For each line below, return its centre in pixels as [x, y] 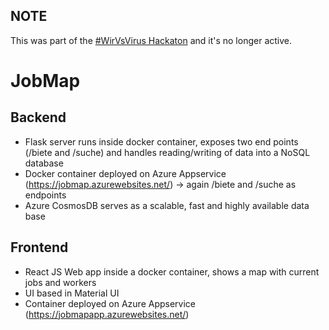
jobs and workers [60, 282]
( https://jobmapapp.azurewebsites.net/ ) [107, 314]
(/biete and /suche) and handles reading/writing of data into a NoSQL [167, 152]
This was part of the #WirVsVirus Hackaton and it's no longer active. [151, 40]
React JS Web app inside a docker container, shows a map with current [172, 271]
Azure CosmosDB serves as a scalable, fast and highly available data [167, 205]
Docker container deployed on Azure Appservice [125, 173]
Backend [38, 117]
